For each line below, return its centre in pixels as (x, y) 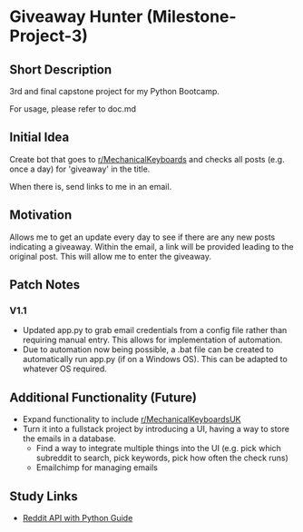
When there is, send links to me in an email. (91, 186)
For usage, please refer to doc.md (73, 109)
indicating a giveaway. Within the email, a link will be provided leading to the (151, 246)
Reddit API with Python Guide (78, 517)
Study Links (44, 496)
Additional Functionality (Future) (103, 397)
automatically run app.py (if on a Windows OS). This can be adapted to (155, 360)
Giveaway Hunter (76, 17)
